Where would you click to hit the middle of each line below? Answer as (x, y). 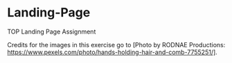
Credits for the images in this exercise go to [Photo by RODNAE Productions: (116, 45)
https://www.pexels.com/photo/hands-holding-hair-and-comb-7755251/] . (113, 52)
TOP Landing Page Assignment (52, 32)
